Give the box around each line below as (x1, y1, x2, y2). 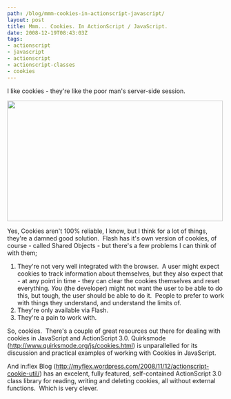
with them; (7, 249, 38, 257)
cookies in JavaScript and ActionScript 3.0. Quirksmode (7, 334, 166, 342)
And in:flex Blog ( (7, 362, 57, 370)
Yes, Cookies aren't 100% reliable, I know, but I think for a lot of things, (7, 227, 208, 235)
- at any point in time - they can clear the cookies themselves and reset (17, 276, 220, 285)
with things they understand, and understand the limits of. (17, 298, 181, 307)
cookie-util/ (7, 369, 40, 378)
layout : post (7, 17, 45, 23)
